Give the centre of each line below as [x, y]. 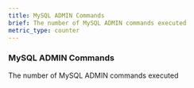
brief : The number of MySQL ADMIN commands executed [97, 23]
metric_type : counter [44, 30]
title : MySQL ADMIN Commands [56, 15]
